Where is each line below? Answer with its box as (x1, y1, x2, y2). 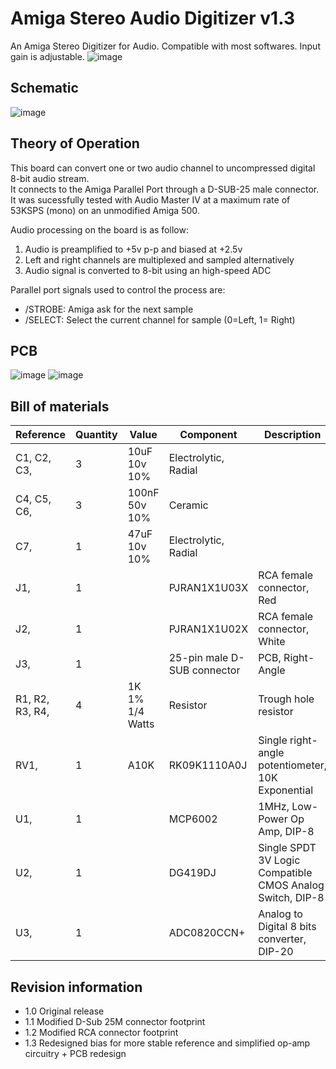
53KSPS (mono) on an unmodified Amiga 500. (10, 204, 200, 216)
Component (179, 428, 238, 442)
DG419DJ (168, 866, 217, 880)
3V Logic (258, 853, 301, 867)
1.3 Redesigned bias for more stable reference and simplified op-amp (24, 1037, 311, 1049)
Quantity (74, 428, 118, 442)
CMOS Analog (258, 878, 325, 892)
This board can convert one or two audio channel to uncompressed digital (10, 162, 316, 174)
